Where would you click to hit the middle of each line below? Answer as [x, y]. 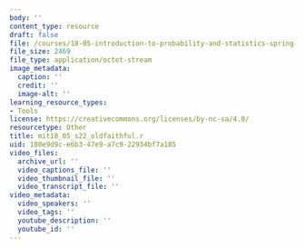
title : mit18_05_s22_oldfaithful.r [77, 136]
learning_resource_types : [58, 102]
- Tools [24, 111]
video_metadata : [40, 195]
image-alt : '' [44, 94]
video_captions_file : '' [64, 170]
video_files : [34, 153]
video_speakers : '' [54, 204]
